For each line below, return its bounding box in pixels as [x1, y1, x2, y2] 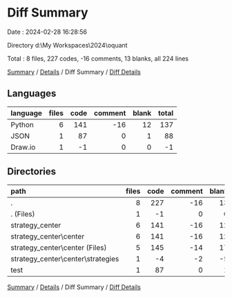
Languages [7, 88, 57, 99]
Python [10, 119, 35, 129]
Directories [7, 166, 57, 177]
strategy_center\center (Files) [10, 243, 107, 252]
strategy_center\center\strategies [10, 254, 119, 264]
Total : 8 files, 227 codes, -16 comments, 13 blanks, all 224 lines [7, 54, 189, 63]
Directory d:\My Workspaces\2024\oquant [7, 41, 128, 49]
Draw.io [10, 142, 36, 152]
